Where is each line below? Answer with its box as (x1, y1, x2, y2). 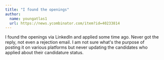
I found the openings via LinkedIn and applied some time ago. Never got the (5, 34, 159, 40)
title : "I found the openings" (5, 7, 69, 12)
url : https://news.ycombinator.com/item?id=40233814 (9, 20, 120, 26)
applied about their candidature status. (5, 50, 84, 56)
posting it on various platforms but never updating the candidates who (5, 44, 148, 50)
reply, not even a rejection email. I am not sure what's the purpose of (5, 40, 145, 45)
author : (5, 12, 21, 17)
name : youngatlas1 (9, 16, 48, 21)
